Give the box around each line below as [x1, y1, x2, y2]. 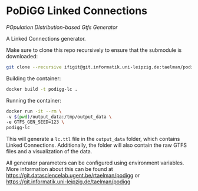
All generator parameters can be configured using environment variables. [6, 159, 184, 166]
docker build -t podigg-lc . [6, 86, 78, 92]
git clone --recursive [6, 64, 62, 70]
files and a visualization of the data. [6, 148, 93, 155]
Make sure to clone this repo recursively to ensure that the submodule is [6, 46, 182, 54]
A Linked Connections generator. [6, 35, 87, 42]
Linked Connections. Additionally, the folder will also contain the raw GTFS [6, 141, 187, 149]
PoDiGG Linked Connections [6, 4, 148, 18]
